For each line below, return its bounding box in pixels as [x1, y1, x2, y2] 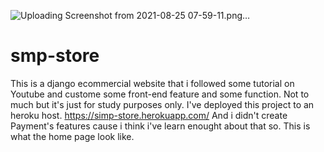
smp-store [10, 45, 100, 67]
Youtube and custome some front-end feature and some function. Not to [10, 88, 310, 100]
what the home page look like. [10, 130, 135, 142]
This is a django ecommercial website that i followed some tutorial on [10, 77, 295, 89]
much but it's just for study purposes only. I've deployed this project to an [10, 98, 315, 110]
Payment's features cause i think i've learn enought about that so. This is [10, 120, 311, 132]
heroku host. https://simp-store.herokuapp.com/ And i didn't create [10, 109, 288, 121]
